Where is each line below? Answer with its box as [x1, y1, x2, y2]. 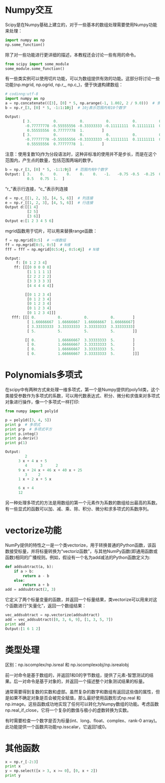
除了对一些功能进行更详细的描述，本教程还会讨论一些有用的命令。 [5, 52, 138, 58]
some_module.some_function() [5, 66, 65, 71]
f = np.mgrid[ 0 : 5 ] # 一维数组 [5, 238, 66, 242]
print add [5, 622, 26, 627]
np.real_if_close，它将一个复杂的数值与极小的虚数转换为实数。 [5, 707, 132, 713]
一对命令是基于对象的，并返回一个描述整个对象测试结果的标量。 [18, 678, 147, 684]
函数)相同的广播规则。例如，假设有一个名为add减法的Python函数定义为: [5, 554, 151, 560]
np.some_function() [5, 42, 45, 47]
